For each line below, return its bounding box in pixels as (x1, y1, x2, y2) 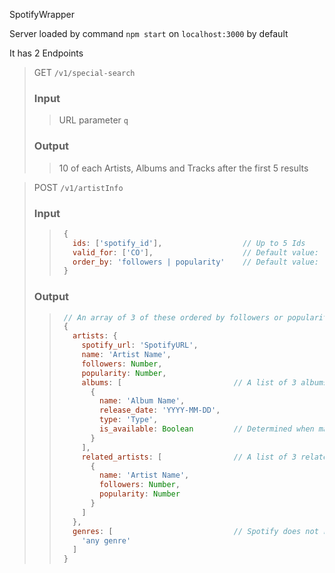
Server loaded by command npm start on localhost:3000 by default (9, 28, 289, 39)
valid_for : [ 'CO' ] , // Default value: (72, 247, 319, 258)
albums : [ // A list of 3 (81, 377, 297, 388)
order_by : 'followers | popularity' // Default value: (72, 257, 319, 267)
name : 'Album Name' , (99, 396, 186, 406)
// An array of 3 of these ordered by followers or (63, 312, 284, 323)
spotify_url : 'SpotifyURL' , (81, 340, 199, 351)
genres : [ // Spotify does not (72, 526, 319, 536)
